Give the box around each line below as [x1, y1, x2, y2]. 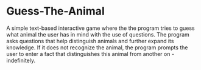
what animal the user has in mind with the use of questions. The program [6, 30, 190, 38]
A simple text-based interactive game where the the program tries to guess [6, 24, 195, 32]
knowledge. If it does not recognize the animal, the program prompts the [6, 44, 188, 51]
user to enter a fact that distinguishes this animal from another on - [6, 50, 175, 57]
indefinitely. [6, 57, 35, 64]
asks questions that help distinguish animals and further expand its [6, 37, 174, 44]
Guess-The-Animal [6, 4, 105, 18]
